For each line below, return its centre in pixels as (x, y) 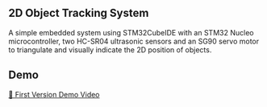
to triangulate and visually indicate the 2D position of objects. (110, 49)
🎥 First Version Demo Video (54, 94)
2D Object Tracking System (79, 13)
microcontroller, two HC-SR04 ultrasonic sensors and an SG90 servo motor (134, 41)
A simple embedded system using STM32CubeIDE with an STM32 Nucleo (131, 32)
